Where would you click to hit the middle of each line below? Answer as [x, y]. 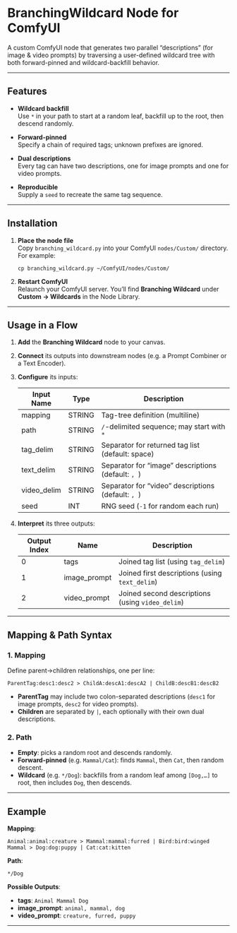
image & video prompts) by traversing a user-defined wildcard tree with [111, 55]
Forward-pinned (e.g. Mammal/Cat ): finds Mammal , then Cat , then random [121, 760]
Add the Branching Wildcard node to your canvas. [91, 342]
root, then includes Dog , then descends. [75, 783]
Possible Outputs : [34, 887]
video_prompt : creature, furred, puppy [77, 915]
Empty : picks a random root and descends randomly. [95, 753]
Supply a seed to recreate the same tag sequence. [90, 194]
